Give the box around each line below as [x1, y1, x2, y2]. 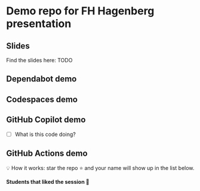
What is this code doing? [14, 131, 76, 138]
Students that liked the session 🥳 [6, 178, 90, 186]
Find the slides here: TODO [6, 57, 73, 63]
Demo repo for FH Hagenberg [6, 4, 155, 18]
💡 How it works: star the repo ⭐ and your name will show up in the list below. [6, 165, 195, 172]
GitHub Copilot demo [6, 115, 86, 125]
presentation [6, 17, 72, 31]
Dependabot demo [6, 74, 77, 84]
